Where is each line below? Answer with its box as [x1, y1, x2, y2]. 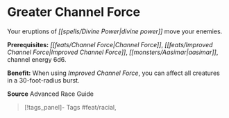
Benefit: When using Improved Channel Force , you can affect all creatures [7, 69, 220, 77]
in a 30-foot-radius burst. [7, 76, 80, 84]
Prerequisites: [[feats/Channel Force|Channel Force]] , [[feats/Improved [7, 40, 213, 49]
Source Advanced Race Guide [7, 90, 94, 98]
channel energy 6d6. [7, 55, 67, 63]
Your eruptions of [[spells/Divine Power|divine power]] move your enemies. [7, 27, 223, 35]
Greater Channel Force [7, 4, 141, 20]
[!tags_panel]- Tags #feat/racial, [24, 103, 117, 111]
